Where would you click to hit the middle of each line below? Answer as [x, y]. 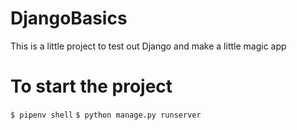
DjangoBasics [69, 18]
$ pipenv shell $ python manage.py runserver [106, 115]
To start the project [91, 86]
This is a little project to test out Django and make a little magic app [148, 46]
